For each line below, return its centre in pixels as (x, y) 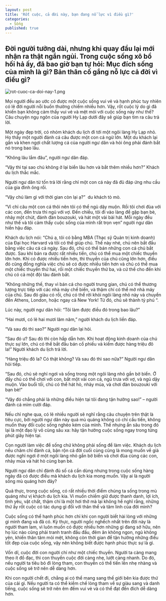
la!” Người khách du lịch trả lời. (36, 349)
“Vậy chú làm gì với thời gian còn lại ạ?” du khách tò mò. (63, 197)
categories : (17, 19)
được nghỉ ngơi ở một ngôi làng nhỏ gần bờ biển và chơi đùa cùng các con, (82, 456)
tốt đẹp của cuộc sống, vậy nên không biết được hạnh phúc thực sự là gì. (80, 543)
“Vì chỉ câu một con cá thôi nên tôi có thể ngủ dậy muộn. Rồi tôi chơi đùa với (83, 207)
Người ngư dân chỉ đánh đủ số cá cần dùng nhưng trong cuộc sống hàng (79, 471)
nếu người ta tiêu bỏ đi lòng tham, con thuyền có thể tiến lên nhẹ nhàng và (81, 563)
